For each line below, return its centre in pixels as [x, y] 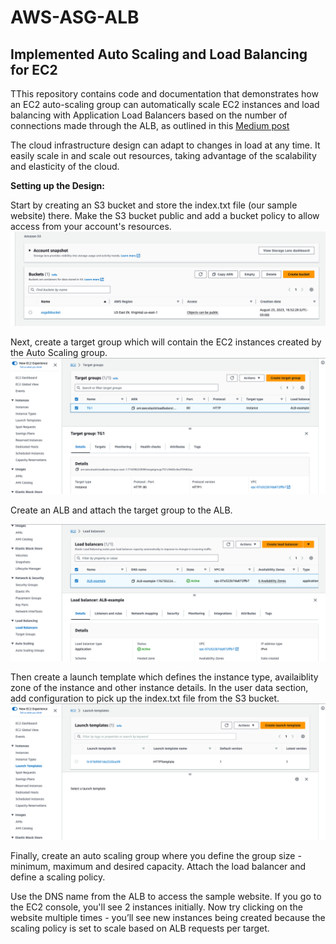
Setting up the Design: [57, 185]
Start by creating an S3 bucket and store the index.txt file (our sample [154, 205]
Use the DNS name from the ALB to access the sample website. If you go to [166, 897]
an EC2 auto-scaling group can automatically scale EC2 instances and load [165, 104]
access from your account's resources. [91, 226]
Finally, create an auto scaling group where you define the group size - [156, 856]
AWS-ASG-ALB [75, 17]
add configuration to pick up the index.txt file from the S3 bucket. [145, 698]
